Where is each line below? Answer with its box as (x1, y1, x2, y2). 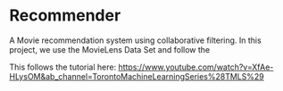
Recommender (9, 5, 121, 26)
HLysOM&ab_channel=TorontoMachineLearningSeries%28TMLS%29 (9, 70, 265, 81)
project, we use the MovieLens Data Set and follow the (9, 44, 211, 54)
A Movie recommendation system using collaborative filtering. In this (9, 35, 262, 45)
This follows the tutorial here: (9, 62, 117, 72)
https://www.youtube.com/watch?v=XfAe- (118, 62, 274, 72)
